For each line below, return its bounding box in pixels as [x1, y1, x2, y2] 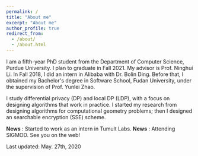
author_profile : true [6, 25, 60, 31]
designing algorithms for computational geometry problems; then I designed [6, 107, 193, 114]
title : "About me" [6, 14, 52, 20]
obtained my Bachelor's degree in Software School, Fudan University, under [6, 77, 191, 84]
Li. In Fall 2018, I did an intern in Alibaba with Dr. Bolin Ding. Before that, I [6, 71, 184, 78]
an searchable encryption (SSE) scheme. [6, 113, 106, 120]
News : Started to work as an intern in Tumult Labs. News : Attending [6, 125, 175, 132]
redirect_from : [6, 31, 44, 37]
